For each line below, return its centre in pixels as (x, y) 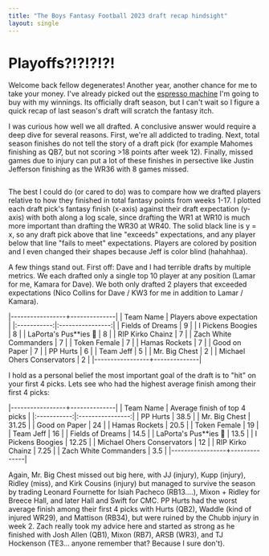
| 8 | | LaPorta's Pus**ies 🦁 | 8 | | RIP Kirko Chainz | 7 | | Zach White (120, 334)
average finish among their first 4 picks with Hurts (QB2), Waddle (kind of (130, 509)
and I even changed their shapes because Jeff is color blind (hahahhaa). (128, 252)
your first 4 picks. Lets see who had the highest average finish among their (132, 384)
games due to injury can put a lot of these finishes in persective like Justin (131, 161)
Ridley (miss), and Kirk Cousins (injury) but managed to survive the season (132, 484)
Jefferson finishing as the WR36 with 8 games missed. (98, 169)
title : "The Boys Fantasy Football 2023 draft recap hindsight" (118, 16)
